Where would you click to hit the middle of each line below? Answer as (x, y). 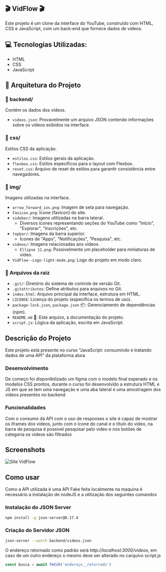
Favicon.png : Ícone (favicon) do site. (49, 212)
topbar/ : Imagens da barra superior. (49, 233)
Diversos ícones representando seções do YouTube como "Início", (87, 223)
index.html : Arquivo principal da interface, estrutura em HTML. (76, 294)
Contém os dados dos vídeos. (36, 110)
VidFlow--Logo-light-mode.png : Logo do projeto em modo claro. (77, 260)
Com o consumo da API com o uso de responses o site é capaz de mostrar (81, 418)
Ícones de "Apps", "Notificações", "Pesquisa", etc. (71, 239)
